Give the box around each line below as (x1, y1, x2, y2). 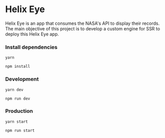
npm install (5, 64, 30, 69)
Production (5, 108, 33, 115)
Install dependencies (5, 43, 58, 51)
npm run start (5, 128, 35, 133)
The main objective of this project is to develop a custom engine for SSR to (5, 25, 160, 31)
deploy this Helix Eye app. (5, 31, 59, 37)
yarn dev (5, 87, 24, 92)
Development (5, 76, 39, 83)
